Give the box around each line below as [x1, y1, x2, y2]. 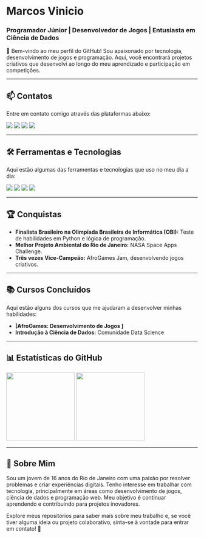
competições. [6, 67, 41, 74]
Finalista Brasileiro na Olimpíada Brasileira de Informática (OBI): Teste [15, 228, 194, 236]
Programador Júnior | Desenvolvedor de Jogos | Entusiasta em [6, 26, 195, 35]
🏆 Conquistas [6, 209, 62, 220]
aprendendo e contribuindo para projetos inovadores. [6, 500, 140, 508]
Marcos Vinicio [6, 4, 84, 18]
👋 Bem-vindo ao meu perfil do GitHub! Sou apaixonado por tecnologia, [6, 47, 183, 55]
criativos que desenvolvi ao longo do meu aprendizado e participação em [6, 60, 190, 68]
